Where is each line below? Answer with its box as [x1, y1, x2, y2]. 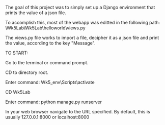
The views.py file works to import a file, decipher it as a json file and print [5, 35, 159, 40]
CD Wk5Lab [5, 89, 31, 95]
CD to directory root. [5, 69, 48, 75]
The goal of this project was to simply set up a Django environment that [5, 5, 155, 10]
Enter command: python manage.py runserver [5, 99, 102, 105]
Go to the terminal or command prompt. [5, 60, 89, 65]
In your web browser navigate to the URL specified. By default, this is [5, 109, 150, 114]
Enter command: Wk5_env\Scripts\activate [5, 79, 95, 85]
